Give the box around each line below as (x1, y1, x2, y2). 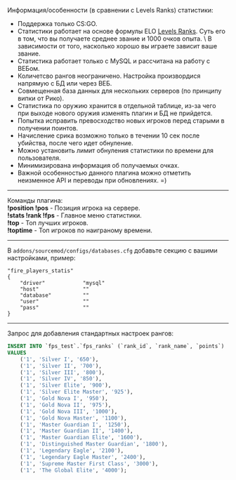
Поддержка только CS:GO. (17, 20, 98, 27)
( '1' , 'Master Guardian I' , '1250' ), (20, 421, 131, 428)
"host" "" (20, 286, 90, 293)
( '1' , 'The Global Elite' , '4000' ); (20, 467, 128, 474)
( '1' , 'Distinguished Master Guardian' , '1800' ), (20, 441, 169, 448)
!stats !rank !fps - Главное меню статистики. (7, 211, 142, 220)
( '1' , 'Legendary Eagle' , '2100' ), (20, 447, 124, 454)
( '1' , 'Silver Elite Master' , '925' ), (20, 389, 133, 396)
